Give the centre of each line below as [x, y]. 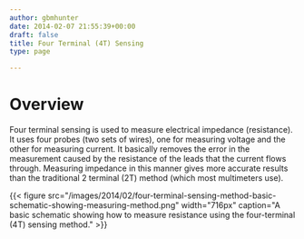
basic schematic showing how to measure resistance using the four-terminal [152, 215]
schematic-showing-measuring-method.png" [94, 205]
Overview [47, 105]
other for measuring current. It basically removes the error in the [130, 149]
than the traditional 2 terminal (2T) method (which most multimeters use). [147, 178]
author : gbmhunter [44, 18]
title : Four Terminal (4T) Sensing [77, 43]
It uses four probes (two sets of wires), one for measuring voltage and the [147, 139]
